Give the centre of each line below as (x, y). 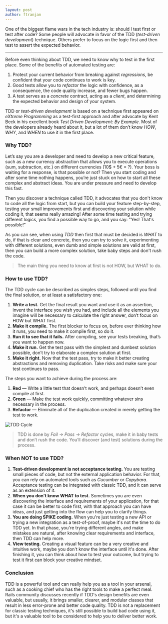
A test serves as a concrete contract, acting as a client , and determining (86, 96)
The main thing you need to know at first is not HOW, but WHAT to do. (89, 265)
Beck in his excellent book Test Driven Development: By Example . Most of (81, 122)
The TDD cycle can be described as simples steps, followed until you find (81, 290)
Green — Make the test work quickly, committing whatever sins (78, 399)
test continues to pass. (36, 369)
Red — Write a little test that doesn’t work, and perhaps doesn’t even (83, 388)
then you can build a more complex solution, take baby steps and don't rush (83, 250)
